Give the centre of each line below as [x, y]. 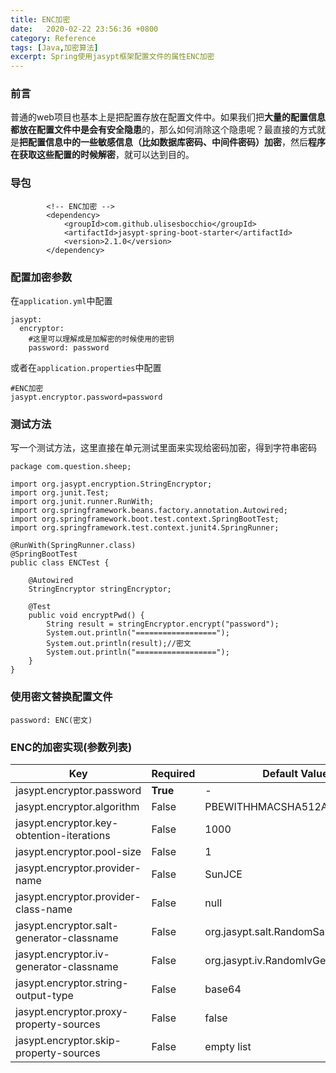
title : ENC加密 [40, 19]
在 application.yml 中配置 [61, 301]
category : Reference [53, 38]
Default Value [295, 773]
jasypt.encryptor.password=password [86, 397]
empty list [228, 1046]
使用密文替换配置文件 [61, 697]
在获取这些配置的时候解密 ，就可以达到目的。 [102, 155]
